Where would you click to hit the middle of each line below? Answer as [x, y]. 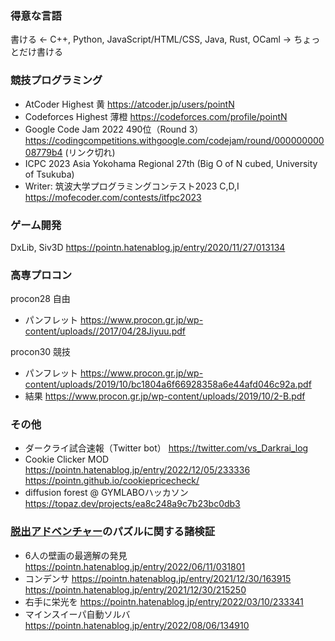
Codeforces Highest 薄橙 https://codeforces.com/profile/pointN [156, 116]
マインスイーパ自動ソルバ [77, 614]
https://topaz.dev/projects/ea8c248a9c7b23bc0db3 [132, 504]
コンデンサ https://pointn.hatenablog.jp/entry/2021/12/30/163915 [158, 578]
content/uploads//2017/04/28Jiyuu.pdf [105, 331]
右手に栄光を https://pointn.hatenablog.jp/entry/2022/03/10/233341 [164, 601]
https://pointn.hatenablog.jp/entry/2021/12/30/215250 [135, 589]
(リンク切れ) [90, 152]
